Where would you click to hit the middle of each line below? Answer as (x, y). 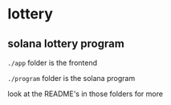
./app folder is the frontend (53, 63)
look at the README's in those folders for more (85, 94)
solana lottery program (66, 44)
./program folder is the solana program (71, 78)
